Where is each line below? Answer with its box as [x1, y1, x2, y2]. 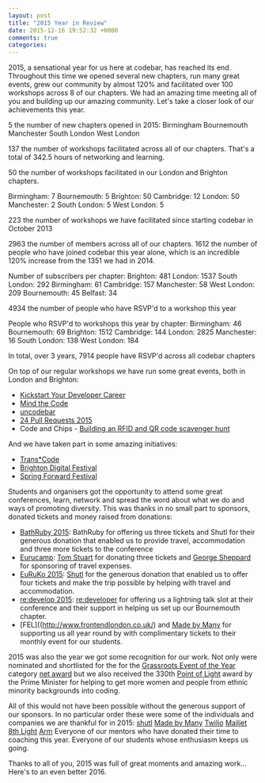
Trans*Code [19, 455, 60, 464]
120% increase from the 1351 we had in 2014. [8, 256, 156, 265]
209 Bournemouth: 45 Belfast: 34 [8, 288, 117, 298]
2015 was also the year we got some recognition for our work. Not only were [8, 652, 258, 662]
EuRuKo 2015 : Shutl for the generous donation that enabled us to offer [19, 570, 248, 579]
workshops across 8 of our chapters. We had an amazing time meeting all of [8, 88, 257, 97]
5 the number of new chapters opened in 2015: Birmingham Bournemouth [8, 120, 248, 130]
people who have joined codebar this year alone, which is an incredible [8, 247, 240, 258]
